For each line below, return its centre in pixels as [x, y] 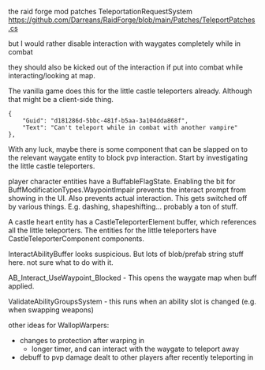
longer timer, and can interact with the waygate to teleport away [135, 349]
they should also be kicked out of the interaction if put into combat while [125, 67]
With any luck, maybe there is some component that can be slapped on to [128, 149]
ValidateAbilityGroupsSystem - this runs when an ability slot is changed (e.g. [132, 301]
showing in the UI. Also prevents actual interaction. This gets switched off [128, 198]
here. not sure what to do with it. [61, 262]
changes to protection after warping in [82, 340]
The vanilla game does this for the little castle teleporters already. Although [130, 91]
